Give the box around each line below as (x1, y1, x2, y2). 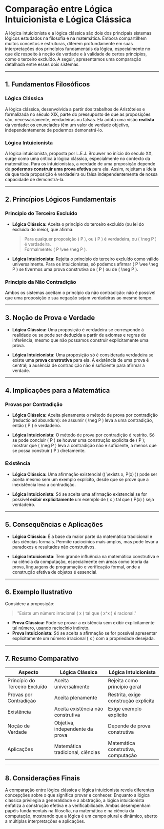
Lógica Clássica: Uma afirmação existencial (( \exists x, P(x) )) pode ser (12, 471, 158, 477)
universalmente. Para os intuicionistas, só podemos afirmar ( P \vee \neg (12, 261, 159, 267)
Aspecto (18, 669, 39, 676)
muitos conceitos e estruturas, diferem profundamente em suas (5, 40, 133, 46)
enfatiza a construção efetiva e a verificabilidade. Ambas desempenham (5, 802, 151, 808)
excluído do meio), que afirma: (12, 226, 74, 232)
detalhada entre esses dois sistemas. (5, 61, 80, 67)
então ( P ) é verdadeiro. (12, 423, 61, 428)
